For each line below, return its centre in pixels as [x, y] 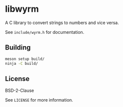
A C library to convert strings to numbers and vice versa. [62, 23]
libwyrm [22, 9]
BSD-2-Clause [20, 91]
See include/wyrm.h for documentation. [45, 32]
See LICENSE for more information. [39, 100]
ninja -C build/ [21, 63]
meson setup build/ [25, 59]
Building [18, 48]
